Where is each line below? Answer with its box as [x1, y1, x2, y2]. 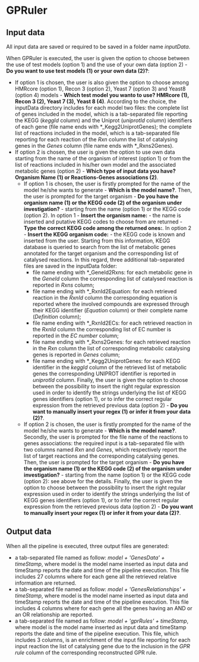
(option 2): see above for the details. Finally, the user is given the [23, 478, 182, 484]
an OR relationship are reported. [14, 611, 94, 618]
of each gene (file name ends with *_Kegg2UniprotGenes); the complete [14, 123, 192, 130]
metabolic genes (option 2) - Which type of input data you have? [14, 167, 176, 175]
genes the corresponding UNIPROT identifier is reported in [32, 370, 176, 377]
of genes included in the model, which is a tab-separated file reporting [14, 111, 188, 117]
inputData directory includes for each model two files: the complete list [14, 104, 189, 111]
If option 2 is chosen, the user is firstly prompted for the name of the [23, 421, 191, 428]
